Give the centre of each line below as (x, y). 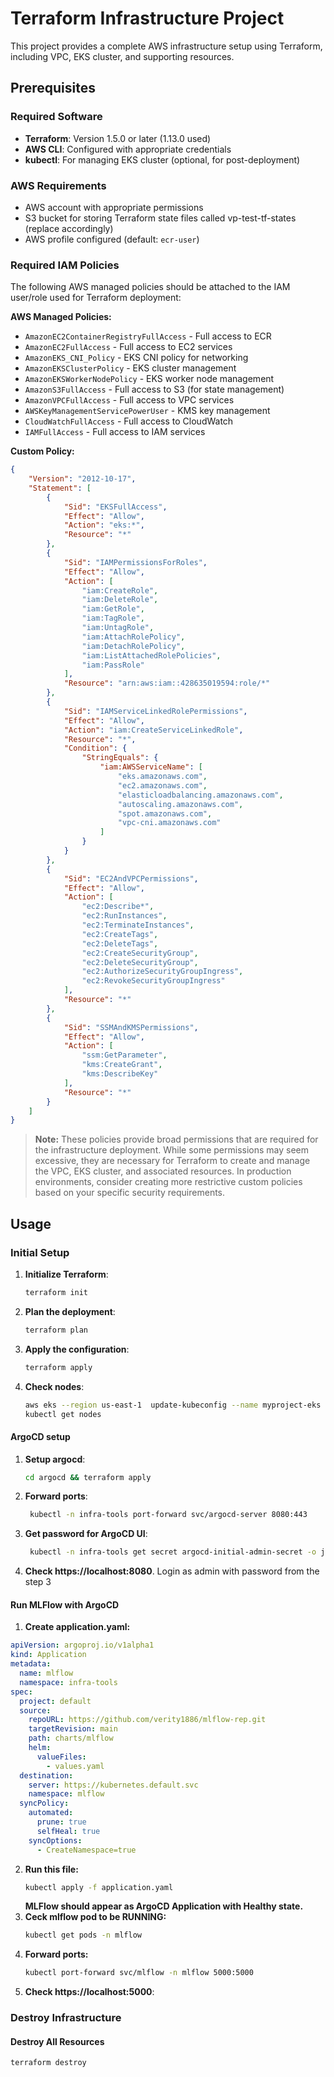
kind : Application (48, 1655)
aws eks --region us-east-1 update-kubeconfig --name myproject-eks (173, 1405)
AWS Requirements (58, 185)
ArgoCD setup (40, 1436)
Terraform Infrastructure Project (147, 18)
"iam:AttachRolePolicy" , (133, 637)
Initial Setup (40, 1252)
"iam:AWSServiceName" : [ (151, 767)
